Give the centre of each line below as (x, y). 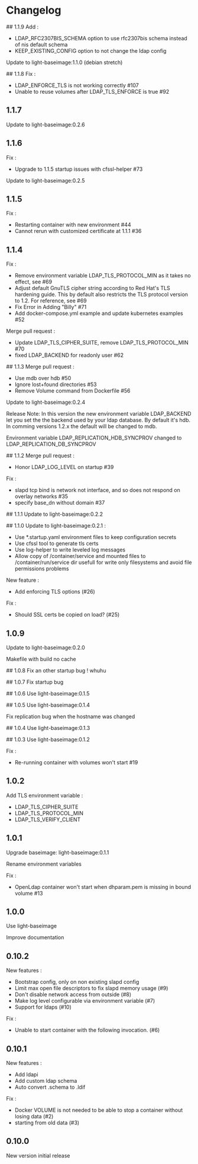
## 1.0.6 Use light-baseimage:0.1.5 (48, 693)
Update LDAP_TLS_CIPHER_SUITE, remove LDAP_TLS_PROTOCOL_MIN (102, 343)
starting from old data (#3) (47, 1123)
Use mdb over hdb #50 (43, 378)
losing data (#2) (34, 1117)
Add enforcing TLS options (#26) (55, 592)
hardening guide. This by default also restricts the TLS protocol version (101, 295)
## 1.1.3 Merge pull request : (40, 367)
